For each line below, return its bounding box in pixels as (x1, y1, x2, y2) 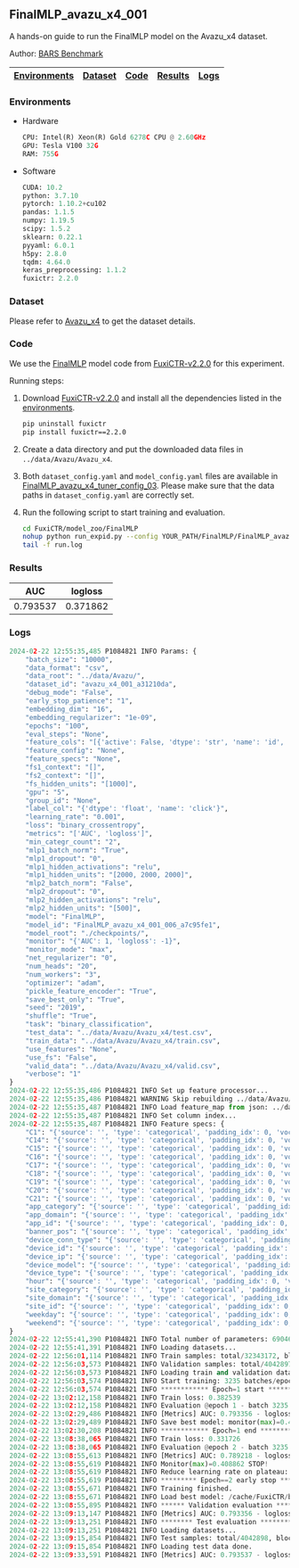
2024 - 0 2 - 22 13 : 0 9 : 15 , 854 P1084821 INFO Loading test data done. (9, 1542, 253, 1551)
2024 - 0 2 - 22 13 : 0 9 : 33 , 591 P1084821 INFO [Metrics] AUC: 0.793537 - (9, 1551, 261, 1560)
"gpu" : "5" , (25, 788, 69, 796)
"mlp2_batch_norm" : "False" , (25, 879, 133, 888)
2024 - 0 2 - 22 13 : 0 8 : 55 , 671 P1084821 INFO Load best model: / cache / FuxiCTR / (9, 1493, 289, 1502)
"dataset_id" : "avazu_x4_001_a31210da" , (25, 680, 177, 689)
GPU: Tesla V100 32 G (21, 141, 99, 150)
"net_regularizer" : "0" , (25, 953, 117, 962)
